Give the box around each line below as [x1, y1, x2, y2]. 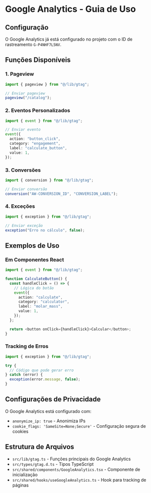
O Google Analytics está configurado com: [5, 408, 92, 414]
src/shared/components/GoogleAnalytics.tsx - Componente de [12, 466, 141, 472]
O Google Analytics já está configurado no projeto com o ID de [5, 36, 133, 42]
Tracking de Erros [5, 343, 48, 350]
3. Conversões [5, 167, 41, 174]
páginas [12, 482, 29, 488]
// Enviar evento [5, 127, 41, 132]
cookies [12, 428, 29, 434]
